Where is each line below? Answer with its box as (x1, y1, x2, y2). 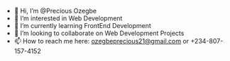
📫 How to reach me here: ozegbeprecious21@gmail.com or (13, 37, 190, 45)
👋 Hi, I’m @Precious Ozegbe (13, 7, 97, 15)
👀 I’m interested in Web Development (13, 14, 123, 22)
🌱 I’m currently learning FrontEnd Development (13, 22, 151, 29)
